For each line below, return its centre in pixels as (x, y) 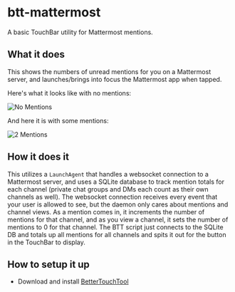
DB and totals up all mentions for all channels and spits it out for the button (117, 234)
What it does (36, 54)
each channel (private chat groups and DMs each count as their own (108, 189)
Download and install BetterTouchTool (73, 281)
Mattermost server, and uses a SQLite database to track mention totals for (116, 182)
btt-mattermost (54, 12)
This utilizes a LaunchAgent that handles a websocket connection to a (108, 174)
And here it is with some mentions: (58, 120)
